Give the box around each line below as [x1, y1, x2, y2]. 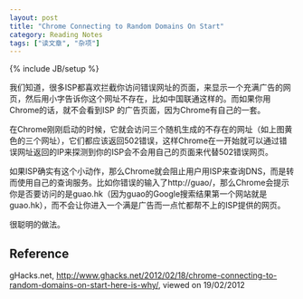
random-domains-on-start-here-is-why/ [9, 280, 159, 291]
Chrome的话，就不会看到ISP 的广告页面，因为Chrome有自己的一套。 [9, 105, 266, 116]
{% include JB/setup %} [9, 63, 99, 74]
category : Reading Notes [9, 30, 103, 39]
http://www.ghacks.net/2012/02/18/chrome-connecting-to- [55, 270, 278, 281]
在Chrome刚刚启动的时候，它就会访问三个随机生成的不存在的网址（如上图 [9, 124, 285, 135]
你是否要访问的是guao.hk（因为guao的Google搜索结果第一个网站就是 [9, 188, 268, 199]
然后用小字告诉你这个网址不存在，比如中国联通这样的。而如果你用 [24, 93, 271, 104]
